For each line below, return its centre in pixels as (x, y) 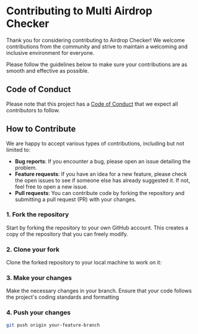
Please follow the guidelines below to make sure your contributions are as (97, 64)
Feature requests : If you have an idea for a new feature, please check (101, 174)
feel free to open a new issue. (51, 187)
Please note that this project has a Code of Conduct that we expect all (92, 104)
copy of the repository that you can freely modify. (67, 234)
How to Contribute (41, 129)
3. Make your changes (39, 278)
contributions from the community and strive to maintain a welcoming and (97, 47)
